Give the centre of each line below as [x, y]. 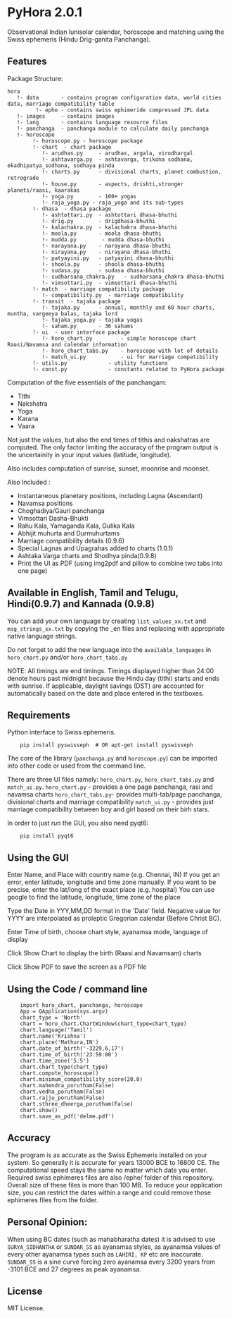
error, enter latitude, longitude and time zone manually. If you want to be [112, 882]
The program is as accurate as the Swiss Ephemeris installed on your [107, 1155]
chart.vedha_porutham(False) [63, 1092]
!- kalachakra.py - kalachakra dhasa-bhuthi [110, 227]
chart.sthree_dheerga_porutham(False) [77, 1104]
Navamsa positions [45, 503]
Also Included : [29, 482]
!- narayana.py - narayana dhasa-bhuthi [107, 246]
